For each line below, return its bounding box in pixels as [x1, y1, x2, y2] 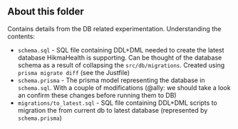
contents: [7, 32, 36, 40]
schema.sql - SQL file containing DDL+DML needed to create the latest [17, 45, 224, 54]
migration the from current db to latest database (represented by [17, 106, 208, 114]
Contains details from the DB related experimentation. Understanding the [7, 24, 222, 33]
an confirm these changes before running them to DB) [17, 91, 177, 99]
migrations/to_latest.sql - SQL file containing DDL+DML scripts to [17, 99, 217, 107]
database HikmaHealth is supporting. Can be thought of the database [17, 53, 222, 62]
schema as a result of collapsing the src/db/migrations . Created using [17, 60, 225, 69]
